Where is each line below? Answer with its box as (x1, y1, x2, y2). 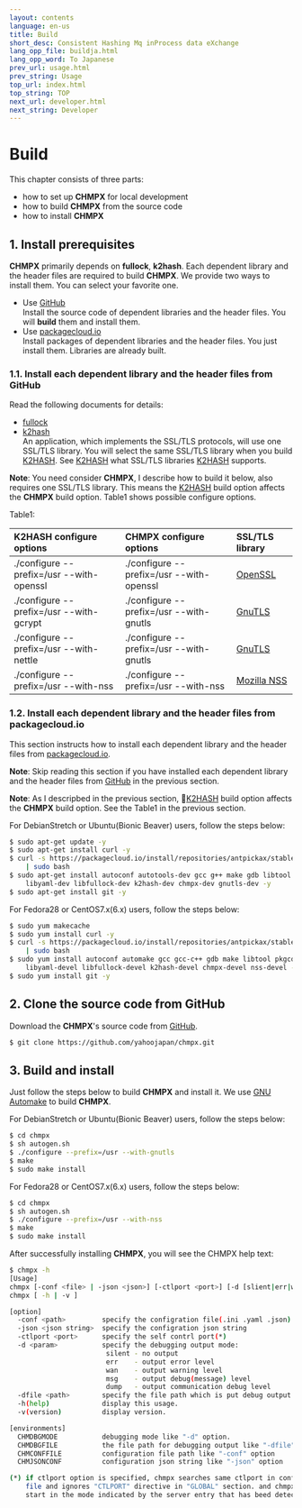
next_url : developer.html (9, 96, 106, 106)
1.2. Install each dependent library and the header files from (9, 707, 276, 719)
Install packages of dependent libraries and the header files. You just (22, 335, 278, 346)
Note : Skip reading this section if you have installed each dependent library (9, 765, 289, 776)
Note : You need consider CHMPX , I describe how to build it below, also (9, 472, 273, 483)
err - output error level (105, 1357, 216, 1366)
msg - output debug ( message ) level (105, 1374, 252, 1384)
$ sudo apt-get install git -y (9, 887, 127, 897)
